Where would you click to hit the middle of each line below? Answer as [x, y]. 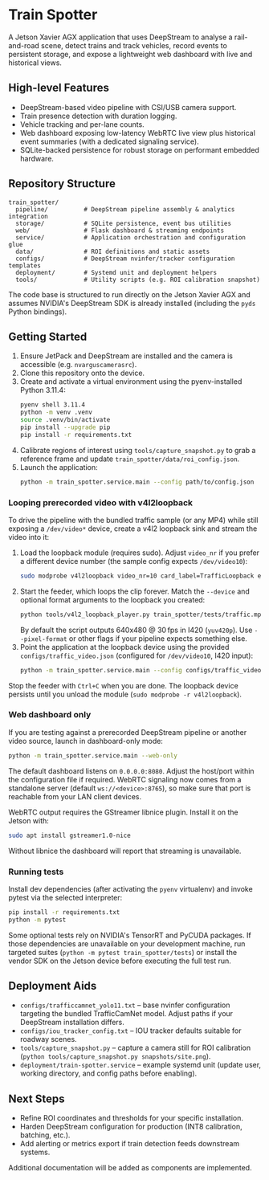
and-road [24, 45]
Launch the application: [59, 467]
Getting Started [48, 336]
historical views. [35, 63]
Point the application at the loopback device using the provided [124, 647]
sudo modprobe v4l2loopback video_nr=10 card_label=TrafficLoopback [137, 576]
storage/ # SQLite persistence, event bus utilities [123, 223]
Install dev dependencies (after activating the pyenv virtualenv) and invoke [130, 888]
